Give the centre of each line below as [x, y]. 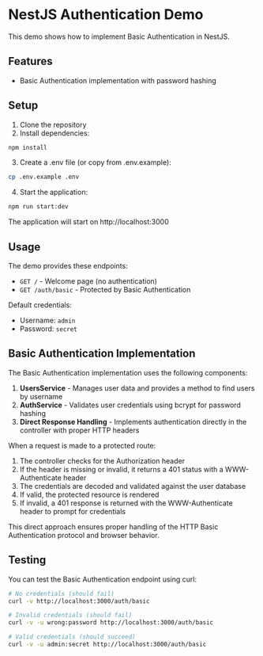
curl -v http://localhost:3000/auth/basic [79, 601]
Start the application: [54, 193]
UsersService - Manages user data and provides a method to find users [137, 388]
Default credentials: [40, 305]
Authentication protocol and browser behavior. [84, 535]
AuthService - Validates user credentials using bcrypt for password [130, 405]
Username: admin [47, 320]
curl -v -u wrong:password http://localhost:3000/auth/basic [111, 623]
